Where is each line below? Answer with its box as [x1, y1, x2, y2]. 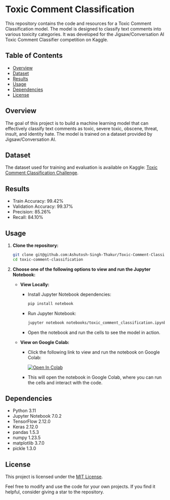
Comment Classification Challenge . [5, 170, 79, 176]
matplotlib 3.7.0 [12, 440, 45, 446]
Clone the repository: [12, 242, 59, 248]
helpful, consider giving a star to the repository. [5, 489, 104, 495]
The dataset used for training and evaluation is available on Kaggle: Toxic [5, 164, 158, 171]
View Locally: [20, 281, 50, 288]
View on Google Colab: [20, 339, 70, 345]
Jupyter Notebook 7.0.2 [12, 413, 62, 419]
